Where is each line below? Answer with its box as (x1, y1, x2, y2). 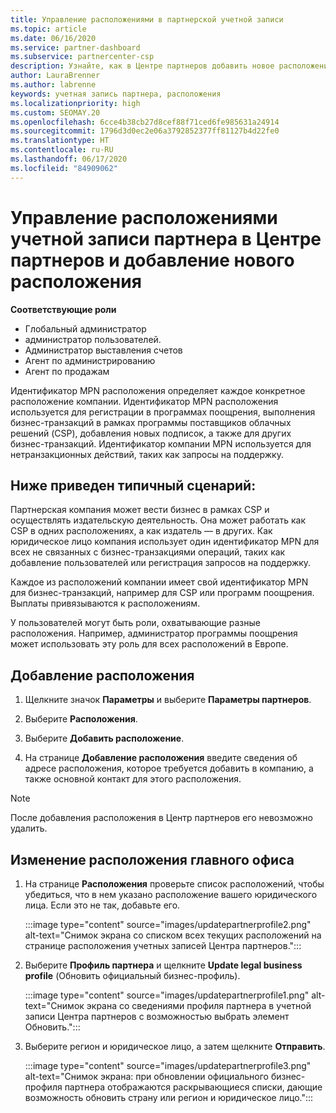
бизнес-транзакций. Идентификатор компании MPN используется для (10, 437, 312, 450)
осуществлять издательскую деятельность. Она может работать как (10, 514, 307, 526)
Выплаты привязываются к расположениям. (10, 597, 201, 610)
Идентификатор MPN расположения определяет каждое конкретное (10, 384, 306, 396)
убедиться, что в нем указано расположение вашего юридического (24, 889, 318, 900)
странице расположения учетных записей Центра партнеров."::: (24, 940, 302, 951)
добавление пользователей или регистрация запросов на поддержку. (10, 557, 312, 569)
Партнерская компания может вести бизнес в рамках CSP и (10, 504, 270, 516)
